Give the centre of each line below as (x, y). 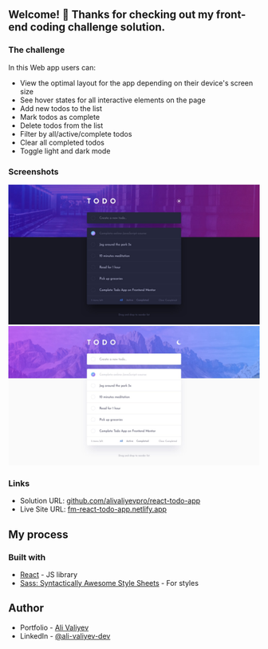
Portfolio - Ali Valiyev (54, 627)
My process (38, 534)
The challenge (37, 50)
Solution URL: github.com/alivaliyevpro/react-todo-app (110, 501)
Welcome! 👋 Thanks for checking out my (111, 15)
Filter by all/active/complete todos (76, 133)
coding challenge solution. (98, 28)
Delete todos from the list (61, 125)
